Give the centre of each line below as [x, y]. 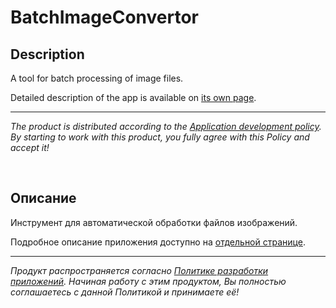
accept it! [30, 147]
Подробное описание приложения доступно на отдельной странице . [158, 242]
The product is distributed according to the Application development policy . [166, 126]
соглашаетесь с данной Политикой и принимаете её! [125, 292]
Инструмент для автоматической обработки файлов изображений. [154, 222]
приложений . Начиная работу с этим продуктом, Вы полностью [148, 281]
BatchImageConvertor [105, 17]
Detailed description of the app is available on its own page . [133, 97]
